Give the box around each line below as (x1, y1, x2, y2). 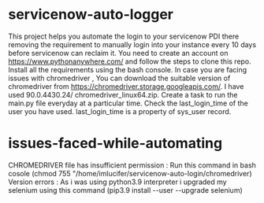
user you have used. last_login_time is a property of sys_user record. (8, 106, 232, 116)
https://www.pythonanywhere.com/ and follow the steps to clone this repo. (8, 57, 252, 66)
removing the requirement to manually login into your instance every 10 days (8, 39, 257, 49)
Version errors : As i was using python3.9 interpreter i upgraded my (8, 177, 227, 186)
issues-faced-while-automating (8, 135, 223, 153)
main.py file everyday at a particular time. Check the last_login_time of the (8, 98, 248, 108)
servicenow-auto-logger (8, 6, 174, 24)
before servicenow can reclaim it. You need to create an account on (8, 48, 229, 57)
